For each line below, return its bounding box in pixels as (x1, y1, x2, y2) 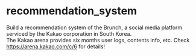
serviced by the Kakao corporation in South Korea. (6, 30, 132, 37)
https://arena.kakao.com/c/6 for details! (6, 43, 106, 50)
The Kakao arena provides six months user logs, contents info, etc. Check (6, 36, 190, 43)
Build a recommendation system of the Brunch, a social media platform (6, 24, 183, 31)
